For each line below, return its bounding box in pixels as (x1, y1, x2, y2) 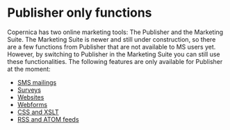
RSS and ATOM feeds (17, 115, 79, 123)
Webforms (17, 100, 47, 108)
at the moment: (7, 65, 51, 73)
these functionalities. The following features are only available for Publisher (7, 57, 223, 65)
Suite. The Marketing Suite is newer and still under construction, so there (7, 35, 216, 43)
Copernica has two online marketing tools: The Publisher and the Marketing (7, 28, 224, 36)
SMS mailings (17, 78, 57, 86)
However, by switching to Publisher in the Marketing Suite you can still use (7, 50, 220, 58)
